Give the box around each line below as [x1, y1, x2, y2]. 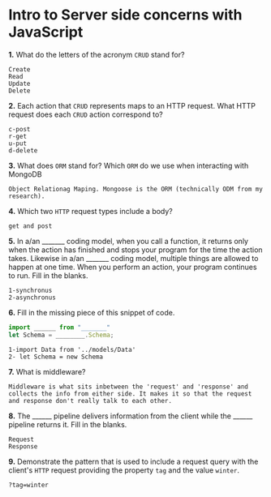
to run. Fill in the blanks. [8, 270, 88, 281]
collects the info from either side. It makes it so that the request [8, 389, 252, 398]
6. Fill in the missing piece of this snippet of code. [8, 307, 175, 317]
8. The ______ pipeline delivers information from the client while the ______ [8, 411, 253, 421]
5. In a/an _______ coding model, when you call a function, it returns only [8, 236, 249, 246]
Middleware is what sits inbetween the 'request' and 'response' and [8, 383, 249, 391]
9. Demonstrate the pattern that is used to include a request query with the [8, 456, 259, 466]
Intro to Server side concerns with [8, 6, 243, 24]
